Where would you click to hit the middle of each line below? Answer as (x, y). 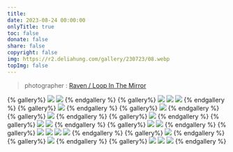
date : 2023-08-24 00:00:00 (46, 20)
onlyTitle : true (31, 26)
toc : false (23, 33)
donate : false (28, 40)
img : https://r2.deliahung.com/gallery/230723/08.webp (89, 59)
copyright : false (32, 53)
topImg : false (28, 66)
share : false (26, 46)
